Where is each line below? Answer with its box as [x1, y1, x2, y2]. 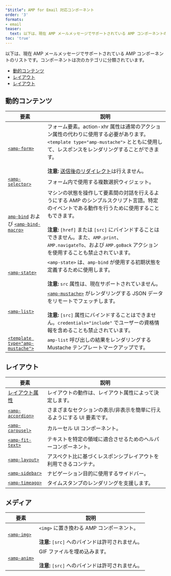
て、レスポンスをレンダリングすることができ [47, 146, 154, 153]
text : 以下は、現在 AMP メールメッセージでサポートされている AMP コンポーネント [10, 31, 164, 36]
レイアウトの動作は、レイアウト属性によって [47, 389, 154, 396]
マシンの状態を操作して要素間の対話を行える [47, 189, 154, 196]
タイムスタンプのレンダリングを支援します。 [47, 479, 154, 486]
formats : [5, 17, 24, 22]
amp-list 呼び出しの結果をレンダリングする [47, 336, 152, 343]
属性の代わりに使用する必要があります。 [52, 130, 149, 138]
